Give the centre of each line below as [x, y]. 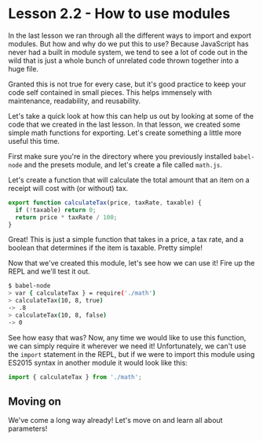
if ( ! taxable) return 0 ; [56, 210]
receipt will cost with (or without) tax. [68, 188]
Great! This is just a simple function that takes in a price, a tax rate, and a [126, 240]
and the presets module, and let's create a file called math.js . [123, 164]
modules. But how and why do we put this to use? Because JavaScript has [128, 43]
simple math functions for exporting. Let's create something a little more [125, 132]
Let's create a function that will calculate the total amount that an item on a [129, 180]
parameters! [28, 428]
